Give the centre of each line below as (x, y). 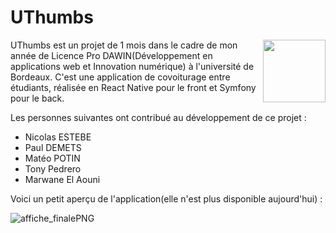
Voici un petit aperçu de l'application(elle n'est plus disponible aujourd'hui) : (166, 198)
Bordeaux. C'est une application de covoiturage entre (120, 77)
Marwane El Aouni (62, 179)
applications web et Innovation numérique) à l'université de (132, 66)
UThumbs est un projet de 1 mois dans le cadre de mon (124, 45)
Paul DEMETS (53, 147)
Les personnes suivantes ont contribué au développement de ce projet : (158, 117)
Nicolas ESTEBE (58, 137)
